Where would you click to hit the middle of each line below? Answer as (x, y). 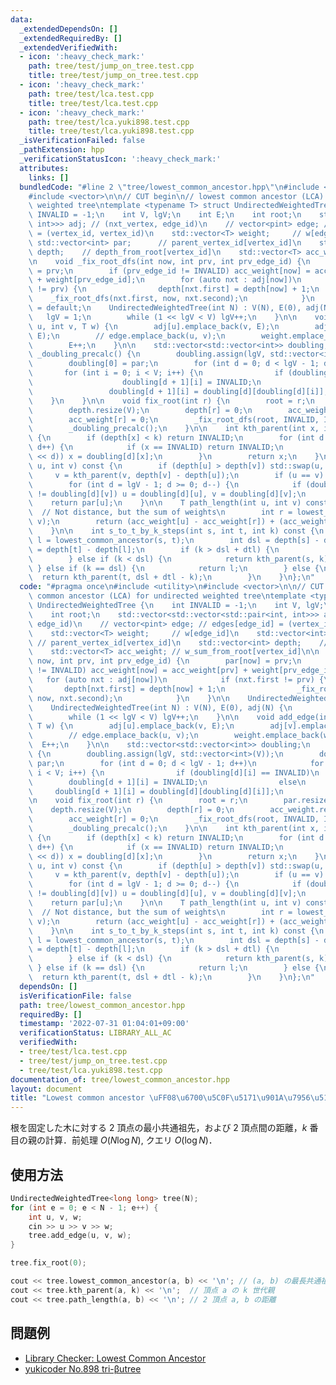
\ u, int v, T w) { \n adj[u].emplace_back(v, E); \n (154, 326)
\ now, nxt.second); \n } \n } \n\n (129, 698)
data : (21, 19)
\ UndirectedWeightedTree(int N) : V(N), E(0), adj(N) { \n (160, 707)
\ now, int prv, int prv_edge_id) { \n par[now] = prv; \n (165, 661)
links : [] (49, 177)
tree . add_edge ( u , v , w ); (80, 1236)
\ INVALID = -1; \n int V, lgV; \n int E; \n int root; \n (165, 215)
